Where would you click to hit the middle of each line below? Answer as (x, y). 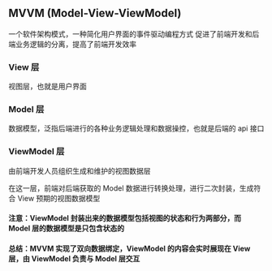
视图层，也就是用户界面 (47, 86)
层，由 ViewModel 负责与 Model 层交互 (74, 258)
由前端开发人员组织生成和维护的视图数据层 (80, 170)
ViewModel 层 (37, 152)
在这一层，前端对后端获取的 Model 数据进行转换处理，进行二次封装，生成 (131, 188)
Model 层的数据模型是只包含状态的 (66, 228)
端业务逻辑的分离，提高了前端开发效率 (72, 44)
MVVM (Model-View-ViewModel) (95, 13)
